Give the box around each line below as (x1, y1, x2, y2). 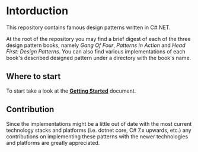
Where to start (6, 71, 61, 81)
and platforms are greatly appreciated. (6, 139, 100, 146)
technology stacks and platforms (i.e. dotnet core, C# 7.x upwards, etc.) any (6, 126, 191, 134)
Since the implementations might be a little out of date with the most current (6, 120, 192, 127)
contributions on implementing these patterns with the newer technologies (6, 132, 189, 140)
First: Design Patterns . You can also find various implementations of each (6, 47, 186, 55)
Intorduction (6, 4, 69, 18)
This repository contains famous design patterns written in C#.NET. (6, 24, 171, 31)
